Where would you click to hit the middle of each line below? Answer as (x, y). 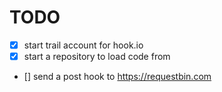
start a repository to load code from (97, 56)
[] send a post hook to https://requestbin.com (117, 77)
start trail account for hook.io (83, 45)
